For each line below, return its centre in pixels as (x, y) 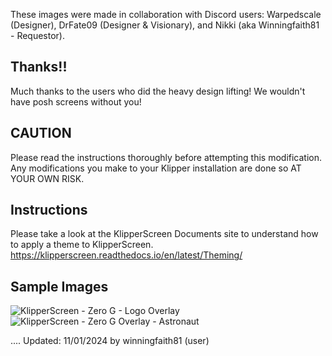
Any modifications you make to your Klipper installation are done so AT (156, 168)
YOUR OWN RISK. (47, 178)
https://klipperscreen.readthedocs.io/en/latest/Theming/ (126, 255)
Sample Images (59, 286)
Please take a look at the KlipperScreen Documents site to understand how (164, 234)
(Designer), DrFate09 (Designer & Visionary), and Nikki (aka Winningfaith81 (165, 25)
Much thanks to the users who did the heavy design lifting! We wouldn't (158, 91)
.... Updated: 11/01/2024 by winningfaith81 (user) (110, 341)
